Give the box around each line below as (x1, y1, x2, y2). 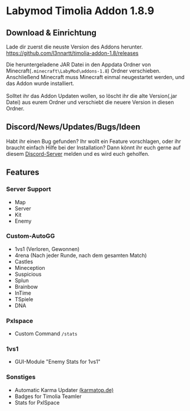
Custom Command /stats (14, 330, 78, 337)
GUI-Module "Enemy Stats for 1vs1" (14, 358, 101, 366)
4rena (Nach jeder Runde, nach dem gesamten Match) (14, 252, 147, 259)
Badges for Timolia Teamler (14, 393, 82, 400)
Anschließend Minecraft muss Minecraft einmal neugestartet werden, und (6, 74, 185, 80)
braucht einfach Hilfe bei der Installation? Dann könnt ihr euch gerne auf (6, 143, 181, 151)
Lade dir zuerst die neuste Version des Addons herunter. (6, 43, 143, 50)
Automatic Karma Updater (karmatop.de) (14, 386, 114, 393)
